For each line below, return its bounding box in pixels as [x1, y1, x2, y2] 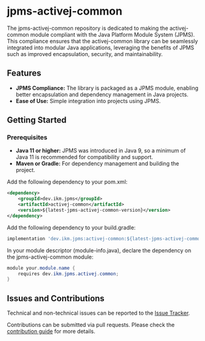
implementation [7, 235, 46, 242]
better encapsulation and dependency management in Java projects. [15, 90, 189, 98]
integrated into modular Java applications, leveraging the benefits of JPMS [7, 44, 195, 51]
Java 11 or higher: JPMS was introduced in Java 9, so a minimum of [15, 147, 186, 154]
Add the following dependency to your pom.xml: [7, 178, 128, 185]
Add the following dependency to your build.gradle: [7, 224, 136, 231]
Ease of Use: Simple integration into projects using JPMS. [15, 97, 161, 104]
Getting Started [7, 115, 67, 126]
